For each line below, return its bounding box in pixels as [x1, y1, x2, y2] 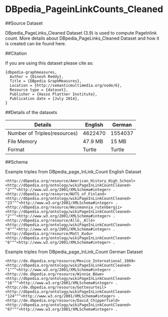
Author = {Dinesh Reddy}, [10, 74, 64, 79]
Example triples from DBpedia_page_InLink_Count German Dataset [5, 249, 143, 255]
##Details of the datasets [5, 109, 58, 115]
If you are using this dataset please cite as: [5, 60, 94, 66]
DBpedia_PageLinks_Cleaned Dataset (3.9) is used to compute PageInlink [5, 30, 157, 36]
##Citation [5, 50, 27, 56]
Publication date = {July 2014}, [10, 96, 80, 101]
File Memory [8, 138, 38, 145]
